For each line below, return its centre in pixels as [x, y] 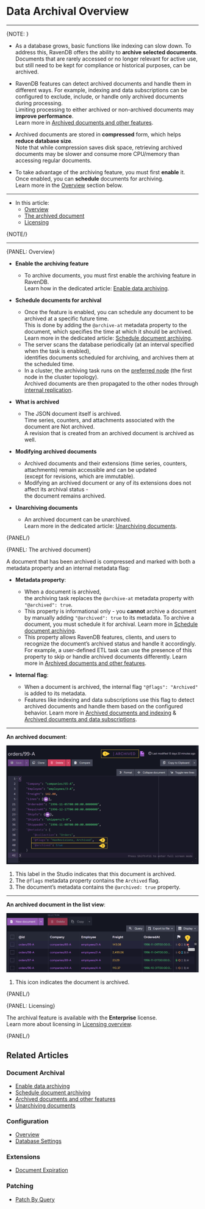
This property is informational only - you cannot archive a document [110, 611]
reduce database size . [44, 141]
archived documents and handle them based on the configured [103, 706]
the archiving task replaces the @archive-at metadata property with [109, 598]
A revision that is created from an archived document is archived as [109, 433]
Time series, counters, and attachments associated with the [99, 420]
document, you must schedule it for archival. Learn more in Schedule [111, 624]
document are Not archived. [59, 427]
